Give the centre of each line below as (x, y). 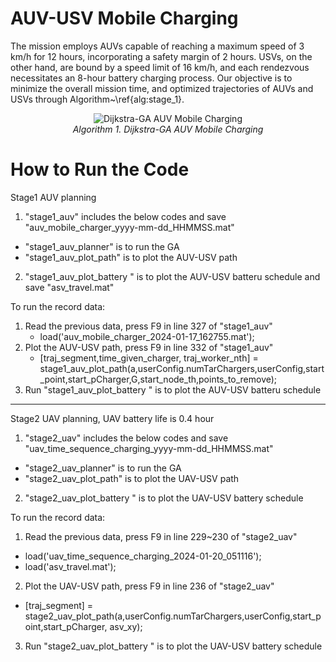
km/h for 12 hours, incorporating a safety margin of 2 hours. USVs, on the (161, 56)
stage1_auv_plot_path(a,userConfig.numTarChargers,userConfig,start (182, 368)
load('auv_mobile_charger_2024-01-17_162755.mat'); (147, 336)
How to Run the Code (100, 169)
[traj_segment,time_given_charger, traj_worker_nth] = (149, 358)
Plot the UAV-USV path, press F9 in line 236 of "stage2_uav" (149, 586)
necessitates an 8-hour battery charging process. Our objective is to (151, 78)
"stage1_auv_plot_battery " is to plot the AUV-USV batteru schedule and (172, 276)
